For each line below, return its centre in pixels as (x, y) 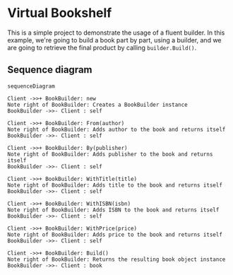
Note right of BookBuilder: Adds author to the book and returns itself (116, 129)
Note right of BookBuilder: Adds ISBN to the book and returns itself (113, 210)
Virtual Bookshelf (60, 13)
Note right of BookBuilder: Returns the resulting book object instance (116, 259)
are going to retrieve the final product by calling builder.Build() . (102, 47)
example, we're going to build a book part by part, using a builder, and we (114, 40)
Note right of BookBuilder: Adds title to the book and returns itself (115, 185)
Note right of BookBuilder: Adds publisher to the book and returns (110, 154)
